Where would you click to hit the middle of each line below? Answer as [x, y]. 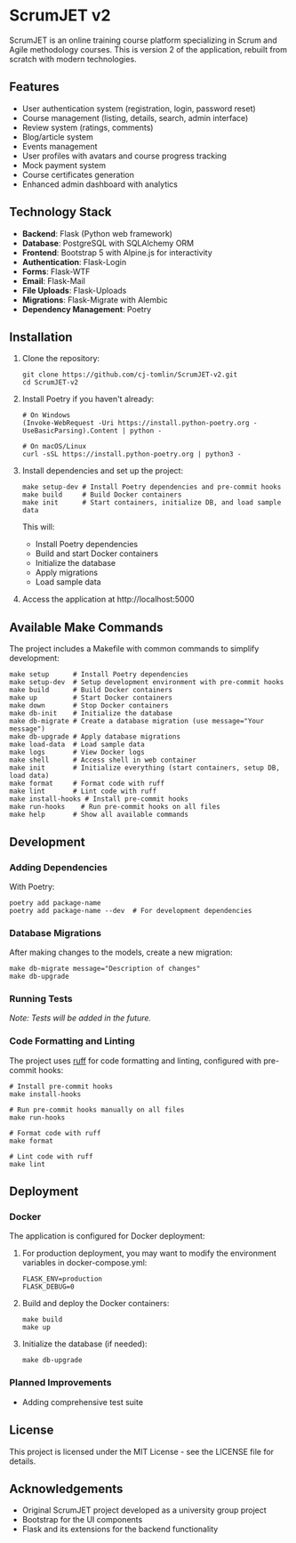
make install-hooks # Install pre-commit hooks [99, 799]
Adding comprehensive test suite [83, 1402]
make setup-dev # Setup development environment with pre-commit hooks [147, 683]
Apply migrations [67, 573]
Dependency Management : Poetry [87, 309]
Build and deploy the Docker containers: [96, 1304]
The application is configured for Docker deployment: [107, 1236]
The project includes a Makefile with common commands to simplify [134, 649]
